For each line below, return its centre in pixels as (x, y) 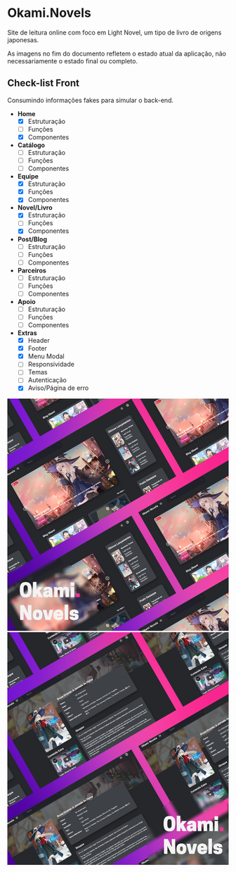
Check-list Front (43, 83)
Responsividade (51, 365)
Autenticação (47, 380)
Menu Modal (46, 356)
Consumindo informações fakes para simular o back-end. (91, 100)
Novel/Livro (35, 208)
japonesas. (23, 39)
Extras (27, 333)
